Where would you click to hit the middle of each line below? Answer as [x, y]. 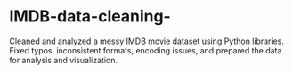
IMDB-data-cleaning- [90, 16]
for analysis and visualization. [64, 60]
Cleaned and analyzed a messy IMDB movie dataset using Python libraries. [147, 41]
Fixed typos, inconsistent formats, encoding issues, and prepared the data [146, 50]
